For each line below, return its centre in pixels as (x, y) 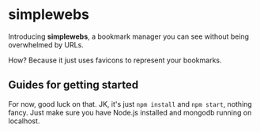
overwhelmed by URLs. (46, 44)
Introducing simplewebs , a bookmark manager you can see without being (129, 36)
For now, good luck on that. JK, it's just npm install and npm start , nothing (130, 104)
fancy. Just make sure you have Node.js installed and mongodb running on (130, 112)
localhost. (24, 121)
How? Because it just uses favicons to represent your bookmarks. (115, 60)
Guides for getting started (73, 85)
